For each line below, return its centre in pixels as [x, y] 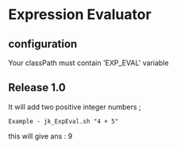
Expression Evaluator [80, 15]
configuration [43, 44]
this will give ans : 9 [40, 136]
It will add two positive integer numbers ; [75, 107]
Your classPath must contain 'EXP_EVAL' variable [88, 63]
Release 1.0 [37, 88]
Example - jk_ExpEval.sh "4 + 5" [63, 121]
